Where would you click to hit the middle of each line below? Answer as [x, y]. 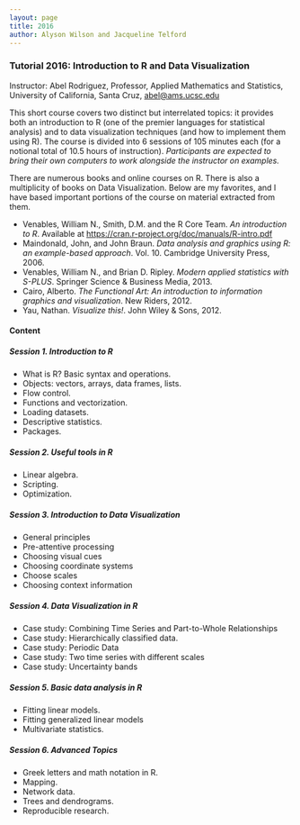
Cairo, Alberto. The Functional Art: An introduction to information [142, 291]
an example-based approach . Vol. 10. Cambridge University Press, [146, 252]
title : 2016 [31, 26]
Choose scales [50, 576]
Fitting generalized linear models [83, 720]
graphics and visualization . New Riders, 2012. [107, 300]
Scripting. [40, 485]
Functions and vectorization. [75, 403]
